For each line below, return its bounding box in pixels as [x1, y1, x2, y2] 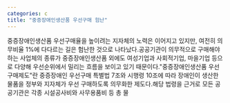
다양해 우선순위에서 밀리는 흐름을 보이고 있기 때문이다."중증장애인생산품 [14, 62, 207, 71]
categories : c [7, 10, 48, 17]
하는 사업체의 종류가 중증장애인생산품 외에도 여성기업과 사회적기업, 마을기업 [7, 53, 211, 62]
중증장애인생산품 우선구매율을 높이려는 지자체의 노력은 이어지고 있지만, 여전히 [7, 36, 216, 45]
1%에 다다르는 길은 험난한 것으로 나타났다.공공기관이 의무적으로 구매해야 [25, 45, 220, 53]
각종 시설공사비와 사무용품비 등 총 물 [30, 88, 129, 97]
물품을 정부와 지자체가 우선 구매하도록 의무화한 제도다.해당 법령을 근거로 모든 [7, 79, 214, 88]
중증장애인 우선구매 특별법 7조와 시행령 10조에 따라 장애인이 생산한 [39, 71, 219, 79]
